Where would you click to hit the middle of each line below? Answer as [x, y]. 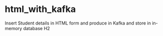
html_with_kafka [40, 9]
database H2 [36, 28]
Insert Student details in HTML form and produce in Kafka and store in [78, 23]
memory [13, 28]
